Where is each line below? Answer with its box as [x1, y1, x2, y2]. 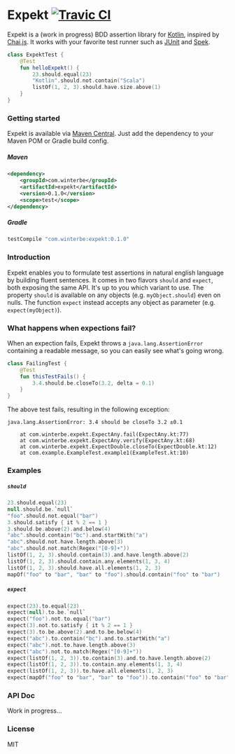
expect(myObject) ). [7, 306, 62, 314]
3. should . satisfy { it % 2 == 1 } [7, 519, 108, 526]
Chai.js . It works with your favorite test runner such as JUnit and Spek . [7, 37, 211, 46]
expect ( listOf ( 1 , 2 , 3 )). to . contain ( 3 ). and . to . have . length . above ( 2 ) [7, 654, 211, 662]
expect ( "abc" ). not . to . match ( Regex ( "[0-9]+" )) [7, 648, 142, 655]
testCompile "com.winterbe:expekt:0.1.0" [7, 235, 130, 243]
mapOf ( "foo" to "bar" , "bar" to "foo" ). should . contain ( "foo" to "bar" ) [7, 571, 220, 578]
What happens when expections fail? [7, 323, 136, 333]
